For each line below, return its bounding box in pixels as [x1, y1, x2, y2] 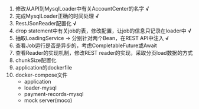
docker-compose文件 [15, 71, 68, 78]
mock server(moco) [24, 97, 73, 104]
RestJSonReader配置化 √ [15, 20, 77, 27]
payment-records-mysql [24, 91, 84, 97]
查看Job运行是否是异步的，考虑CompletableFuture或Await [15, 42, 157, 49]
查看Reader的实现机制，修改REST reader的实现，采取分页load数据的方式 [15, 49, 193, 56]
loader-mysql [24, 84, 57, 91]
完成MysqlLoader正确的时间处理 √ [15, 12, 99, 19]
